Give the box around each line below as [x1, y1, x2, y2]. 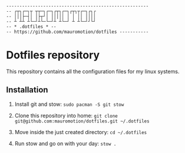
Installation [6, 85, 48, 95]
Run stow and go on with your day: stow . [14, 139, 117, 147]
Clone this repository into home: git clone [14, 112, 118, 119]
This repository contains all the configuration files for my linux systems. [6, 68, 180, 75]
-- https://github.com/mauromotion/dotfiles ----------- [6, 29, 149, 35]
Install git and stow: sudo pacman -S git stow [14, 101, 124, 108]
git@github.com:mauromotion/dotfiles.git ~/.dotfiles [14, 118, 150, 124]
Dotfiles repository [6, 48, 100, 62]
